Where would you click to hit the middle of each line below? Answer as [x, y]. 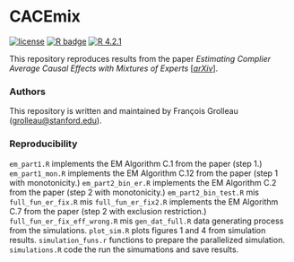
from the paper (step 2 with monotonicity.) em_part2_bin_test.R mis [134, 192]
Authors [28, 92]
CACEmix [45, 17]
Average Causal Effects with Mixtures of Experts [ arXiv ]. [114, 68]
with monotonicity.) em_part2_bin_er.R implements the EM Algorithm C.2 [143, 182]
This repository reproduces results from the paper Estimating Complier [140, 58]
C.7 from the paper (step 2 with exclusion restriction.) [108, 211]
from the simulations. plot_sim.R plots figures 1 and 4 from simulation [138, 230]
